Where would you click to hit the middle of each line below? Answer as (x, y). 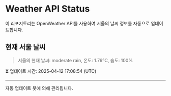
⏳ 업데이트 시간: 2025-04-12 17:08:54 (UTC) (51, 71)
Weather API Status (48, 9)
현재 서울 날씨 (25, 47)
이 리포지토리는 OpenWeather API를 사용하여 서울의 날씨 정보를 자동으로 (78, 23)
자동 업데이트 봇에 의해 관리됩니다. (39, 88)
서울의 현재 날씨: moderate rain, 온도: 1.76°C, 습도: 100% (75, 60)
